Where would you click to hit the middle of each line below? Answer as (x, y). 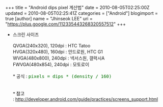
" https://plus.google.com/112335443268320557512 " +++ (66, 24)
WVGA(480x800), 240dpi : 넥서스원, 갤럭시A (59, 58)
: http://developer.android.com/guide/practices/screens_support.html (85, 99)
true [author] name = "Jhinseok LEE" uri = (49, 19)
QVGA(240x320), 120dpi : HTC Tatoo (51, 46)
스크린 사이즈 (26, 34)
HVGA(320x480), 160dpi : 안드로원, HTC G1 (58, 52)
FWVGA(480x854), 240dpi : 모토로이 (51, 64)
